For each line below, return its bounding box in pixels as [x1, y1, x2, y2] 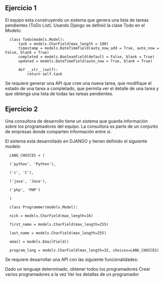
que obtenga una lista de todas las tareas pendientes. [5, 91, 114, 97]
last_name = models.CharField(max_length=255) [9, 230, 107, 236]
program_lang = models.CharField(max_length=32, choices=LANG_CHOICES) [9, 247, 160, 253]
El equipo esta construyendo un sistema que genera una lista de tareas [5, 17, 149, 23]
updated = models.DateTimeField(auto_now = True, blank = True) [18, 59, 153, 64]
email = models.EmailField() [9, 239, 69, 244]
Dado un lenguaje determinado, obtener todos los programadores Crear [5, 266, 151, 272]
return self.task [27, 71, 63, 76]
